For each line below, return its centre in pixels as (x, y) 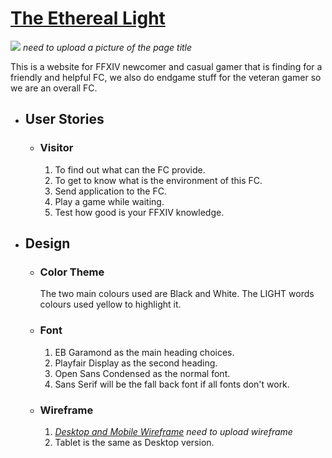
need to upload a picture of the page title (107, 47)
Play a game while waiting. (109, 201)
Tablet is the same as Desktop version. (134, 442)
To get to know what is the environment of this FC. (158, 180)
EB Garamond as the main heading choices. (144, 352)
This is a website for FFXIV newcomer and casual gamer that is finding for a (166, 66)
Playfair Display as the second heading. (136, 363)
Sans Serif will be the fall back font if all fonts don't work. (172, 384)
